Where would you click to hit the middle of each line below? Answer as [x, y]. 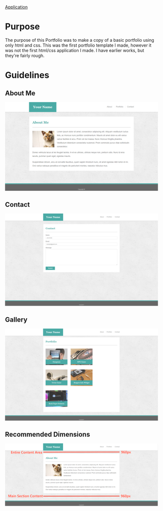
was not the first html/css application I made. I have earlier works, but [75, 50]
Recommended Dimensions [48, 434]
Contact [17, 204]
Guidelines [27, 75]
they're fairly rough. [25, 55]
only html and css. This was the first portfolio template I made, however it [78, 45]
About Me [20, 93]
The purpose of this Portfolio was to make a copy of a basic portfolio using [80, 40]
